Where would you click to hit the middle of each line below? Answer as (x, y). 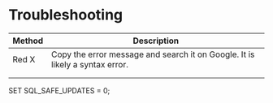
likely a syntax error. (90, 64)
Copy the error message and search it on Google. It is (153, 54)
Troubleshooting (66, 15)
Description (156, 41)
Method (28, 41)
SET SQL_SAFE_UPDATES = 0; (59, 90)
